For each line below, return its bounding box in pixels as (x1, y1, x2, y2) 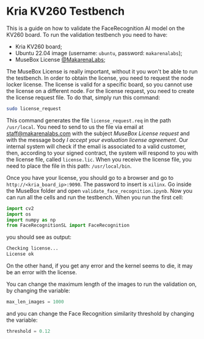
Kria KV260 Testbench (6, 4, 125, 18)
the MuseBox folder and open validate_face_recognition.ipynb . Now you (6, 187, 192, 194)
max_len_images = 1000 (6, 299, 64, 305)
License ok (6, 251, 34, 258)
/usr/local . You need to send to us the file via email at (6, 123, 144, 130)
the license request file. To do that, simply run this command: (6, 94, 161, 101)
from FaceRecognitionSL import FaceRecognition (6, 222, 130, 229)
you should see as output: (6, 234, 72, 241)
